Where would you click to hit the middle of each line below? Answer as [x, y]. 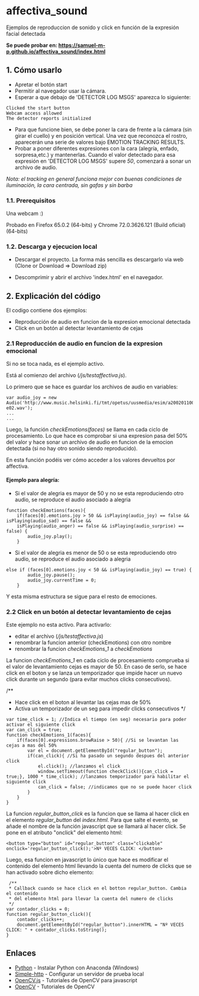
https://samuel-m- [82, 45]
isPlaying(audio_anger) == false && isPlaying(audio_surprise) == [100, 526]
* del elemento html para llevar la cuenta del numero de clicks [91, 899]
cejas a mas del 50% [32, 745]
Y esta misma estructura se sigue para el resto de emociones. [82, 596]
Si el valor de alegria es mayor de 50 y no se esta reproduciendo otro [99, 493]
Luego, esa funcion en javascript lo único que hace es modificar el [87, 859]
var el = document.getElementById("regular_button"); [95, 750]
